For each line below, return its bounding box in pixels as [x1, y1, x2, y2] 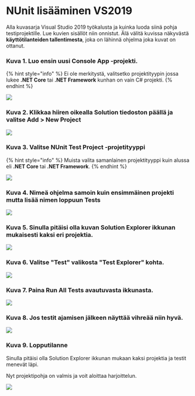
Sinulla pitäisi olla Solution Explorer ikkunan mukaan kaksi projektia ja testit [6, 354, 186, 361]
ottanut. [6, 42, 25, 49]
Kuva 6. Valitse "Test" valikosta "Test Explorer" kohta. [6, 258, 165, 266]
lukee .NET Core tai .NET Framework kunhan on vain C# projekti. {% [6, 76, 173, 83]
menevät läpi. [6, 361, 39, 368]
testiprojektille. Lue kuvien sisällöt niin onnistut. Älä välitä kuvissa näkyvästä [6, 29, 189, 36]
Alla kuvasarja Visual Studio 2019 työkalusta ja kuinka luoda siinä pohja [6, 23, 177, 31]
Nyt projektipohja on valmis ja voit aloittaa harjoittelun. [6, 372, 137, 379]
